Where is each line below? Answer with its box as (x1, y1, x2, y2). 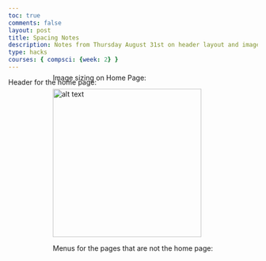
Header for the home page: (8, 77, 97, 87)
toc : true (8, 11, 41, 20)
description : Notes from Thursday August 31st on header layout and (8, 41, 239, 49)
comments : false (8, 19, 62, 27)
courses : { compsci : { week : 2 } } (8, 56, 119, 64)
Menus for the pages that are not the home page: (52, 243, 214, 253)
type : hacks (8, 48, 47, 56)
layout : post (8, 26, 51, 34)
